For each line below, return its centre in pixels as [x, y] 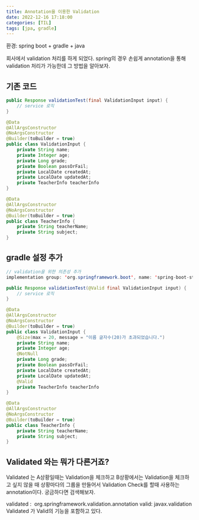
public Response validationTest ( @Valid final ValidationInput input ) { [96, 288]
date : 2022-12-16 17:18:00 [39, 17]
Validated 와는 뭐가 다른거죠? [58, 462]
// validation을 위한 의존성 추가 [44, 272]
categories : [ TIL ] [29, 23]
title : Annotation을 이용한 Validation [53, 12]
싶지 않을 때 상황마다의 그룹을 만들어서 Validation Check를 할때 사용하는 [96, 485]
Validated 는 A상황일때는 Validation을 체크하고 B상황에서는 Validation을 [90, 477]
